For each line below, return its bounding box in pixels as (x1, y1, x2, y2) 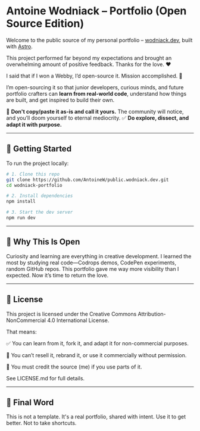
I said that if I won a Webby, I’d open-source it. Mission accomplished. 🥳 (6, 72, 183, 79)
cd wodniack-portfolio (6, 182, 62, 188)
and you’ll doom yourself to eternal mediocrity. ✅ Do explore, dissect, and (6, 114, 189, 121)
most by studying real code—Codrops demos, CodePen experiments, (6, 259, 177, 266)
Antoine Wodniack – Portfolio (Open (6, 4, 187, 18)
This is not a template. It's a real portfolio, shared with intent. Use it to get (6, 413, 186, 420)
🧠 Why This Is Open (6, 237, 80, 247)
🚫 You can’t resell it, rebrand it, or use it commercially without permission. (6, 351, 187, 358)
